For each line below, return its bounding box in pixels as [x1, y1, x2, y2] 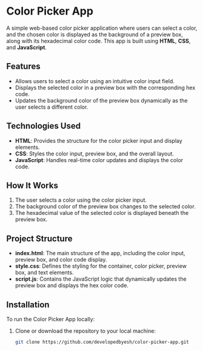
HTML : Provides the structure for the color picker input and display [15, 137, 183, 144]
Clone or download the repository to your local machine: [15, 327, 156, 335]
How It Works [6, 180, 59, 191]
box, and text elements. [15, 269, 74, 276]
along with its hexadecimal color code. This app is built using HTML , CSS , [6, 37, 191, 44]
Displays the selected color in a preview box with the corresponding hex [15, 84, 196, 91]
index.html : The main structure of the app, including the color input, [15, 250, 186, 257]
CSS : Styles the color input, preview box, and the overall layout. [15, 150, 175, 157]
